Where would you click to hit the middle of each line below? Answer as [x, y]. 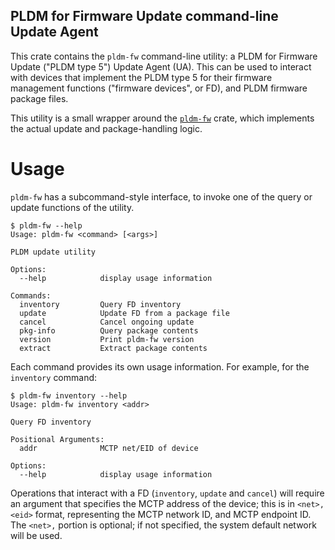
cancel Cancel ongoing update [107, 322]
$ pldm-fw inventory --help [69, 395]
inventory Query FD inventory [100, 304]
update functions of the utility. [72, 207]
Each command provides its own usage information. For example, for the [160, 366]
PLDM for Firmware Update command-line [144, 16]
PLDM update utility [53, 252]
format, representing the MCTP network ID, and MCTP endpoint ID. [173, 514]
